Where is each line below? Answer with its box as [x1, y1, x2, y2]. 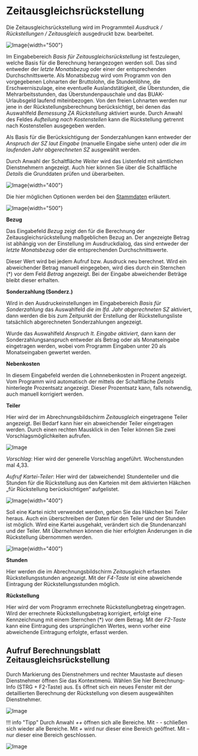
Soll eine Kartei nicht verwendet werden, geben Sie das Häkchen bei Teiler [6, 508, 188, 515]
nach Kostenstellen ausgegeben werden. [6, 122, 106, 129]
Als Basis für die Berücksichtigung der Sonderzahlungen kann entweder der [6, 133, 191, 140]
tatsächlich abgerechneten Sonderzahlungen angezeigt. [6, 318, 143, 325]
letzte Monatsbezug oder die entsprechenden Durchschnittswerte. [6, 246, 168, 253]
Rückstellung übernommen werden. [6, 534, 93, 541]
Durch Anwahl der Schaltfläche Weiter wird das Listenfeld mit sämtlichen [6, 157, 183, 164]
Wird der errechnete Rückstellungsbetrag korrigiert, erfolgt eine [6, 609, 161, 616]
